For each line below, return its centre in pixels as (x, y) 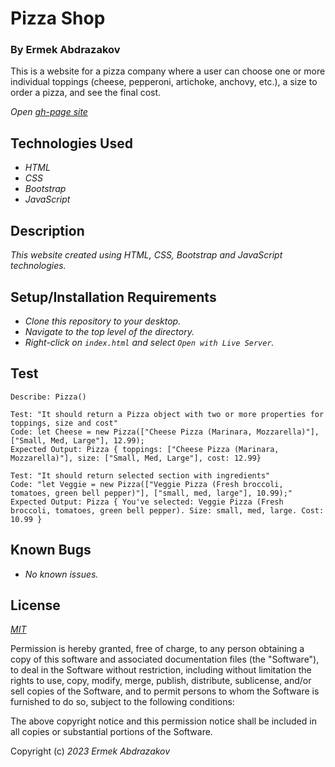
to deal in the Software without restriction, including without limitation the (161, 670)
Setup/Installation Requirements (113, 297)
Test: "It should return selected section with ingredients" (140, 475)
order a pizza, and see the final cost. (86, 93)
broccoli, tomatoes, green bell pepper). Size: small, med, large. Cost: (167, 510)
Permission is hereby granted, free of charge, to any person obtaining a (157, 649)
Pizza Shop (58, 18)
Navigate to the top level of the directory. (109, 331)
